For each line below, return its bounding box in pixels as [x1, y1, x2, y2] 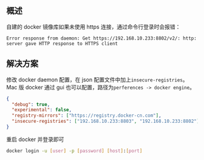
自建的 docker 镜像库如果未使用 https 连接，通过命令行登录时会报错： [6, 23, 181, 30]
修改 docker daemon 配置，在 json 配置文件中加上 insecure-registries [6, 75, 183, 83]
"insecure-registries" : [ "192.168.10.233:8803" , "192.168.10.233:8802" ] [12, 118, 200, 125]
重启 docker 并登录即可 [6, 136, 64, 143]
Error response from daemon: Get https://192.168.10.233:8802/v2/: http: [6, 35, 197, 41]
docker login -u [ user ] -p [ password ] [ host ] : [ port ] [6, 148, 143, 154]
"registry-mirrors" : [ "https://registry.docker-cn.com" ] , [12, 113, 162, 119]
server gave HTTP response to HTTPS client [6, 40, 118, 47]
